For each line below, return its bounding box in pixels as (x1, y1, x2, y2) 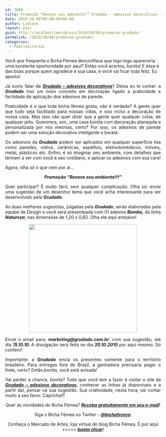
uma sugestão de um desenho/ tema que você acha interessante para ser (5, 189, 161, 194)
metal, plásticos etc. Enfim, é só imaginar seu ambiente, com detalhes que (5, 149, 161, 155)
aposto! (5, 73, 21, 79)
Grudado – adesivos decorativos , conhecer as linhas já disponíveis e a (5, 382, 161, 388)
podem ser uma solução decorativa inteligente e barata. (5, 129, 119, 135)
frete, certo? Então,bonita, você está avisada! (5, 367, 97, 373)
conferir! (5, 347, 23, 353)
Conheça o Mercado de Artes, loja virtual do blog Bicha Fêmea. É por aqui (7, 421, 159, 427)
